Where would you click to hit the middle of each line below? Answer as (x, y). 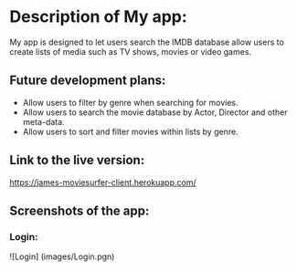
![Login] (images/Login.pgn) (62, 256)
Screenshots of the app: (80, 210)
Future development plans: (88, 81)
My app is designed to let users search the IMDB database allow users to (147, 42)
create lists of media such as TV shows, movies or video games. (131, 51)
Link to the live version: (77, 160)
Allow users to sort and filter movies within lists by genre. (131, 131)
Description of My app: (98, 17)
